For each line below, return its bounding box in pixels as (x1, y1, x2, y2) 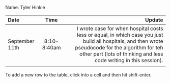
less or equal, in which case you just (77, 32, 163, 38)
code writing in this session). (94, 57, 163, 64)
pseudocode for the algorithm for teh (75, 44, 163, 51)
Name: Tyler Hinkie (5, 5, 45, 10)
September (8, 38, 35, 45)
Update (145, 16, 163, 23)
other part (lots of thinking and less (79, 50, 163, 58)
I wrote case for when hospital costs (76, 25, 163, 32)
